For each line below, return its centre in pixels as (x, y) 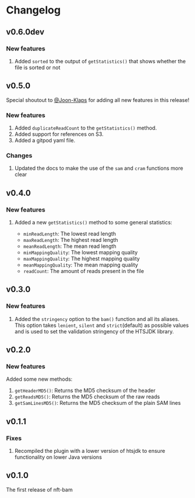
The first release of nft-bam (40, 489)
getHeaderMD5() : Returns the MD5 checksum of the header (85, 391)
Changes (19, 155)
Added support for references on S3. (59, 134)
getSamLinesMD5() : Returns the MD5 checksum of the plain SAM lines (97, 403)
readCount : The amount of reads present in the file (84, 271)
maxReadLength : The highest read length (71, 240)
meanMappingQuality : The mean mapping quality (81, 265)
